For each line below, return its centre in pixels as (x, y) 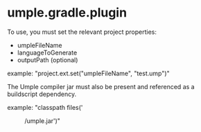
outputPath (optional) (47, 59)
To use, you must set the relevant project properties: (82, 32)
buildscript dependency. (42, 94)
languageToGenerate (47, 53)
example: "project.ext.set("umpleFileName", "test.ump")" (88, 73)
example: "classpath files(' (45, 107)
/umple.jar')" (43, 121)
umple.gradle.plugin (67, 13)
